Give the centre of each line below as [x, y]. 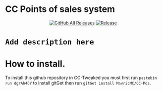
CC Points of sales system [60, 9]
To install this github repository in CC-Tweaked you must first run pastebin [81, 78]
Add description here [50, 42]
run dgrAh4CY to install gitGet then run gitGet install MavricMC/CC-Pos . [78, 83]
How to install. [35, 64]
